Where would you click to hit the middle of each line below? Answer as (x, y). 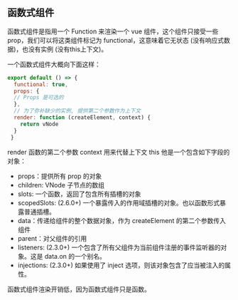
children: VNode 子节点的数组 (61, 185)
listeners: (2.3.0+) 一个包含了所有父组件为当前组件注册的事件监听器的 (119, 247)
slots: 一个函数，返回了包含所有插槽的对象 (79, 194)
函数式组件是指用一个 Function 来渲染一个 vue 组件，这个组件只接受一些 (113, 31)
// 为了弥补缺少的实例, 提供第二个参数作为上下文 (77, 111)
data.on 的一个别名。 (75, 256)
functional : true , (41, 84)
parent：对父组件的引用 (52, 238)
